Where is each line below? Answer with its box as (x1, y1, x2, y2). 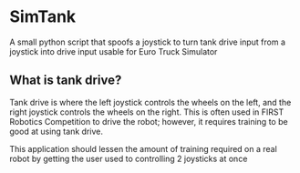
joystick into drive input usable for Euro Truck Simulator (9, 46, 218, 56)
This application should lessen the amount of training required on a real (9, 143, 278, 154)
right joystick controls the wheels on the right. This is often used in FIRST (9, 107, 284, 117)
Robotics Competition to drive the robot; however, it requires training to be (9, 116, 289, 127)
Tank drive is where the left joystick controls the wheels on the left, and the (9, 97, 292, 107)
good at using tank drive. (9, 126, 103, 137)
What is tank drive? (9, 73, 122, 88)
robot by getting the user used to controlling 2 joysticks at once (9, 153, 248, 164)
